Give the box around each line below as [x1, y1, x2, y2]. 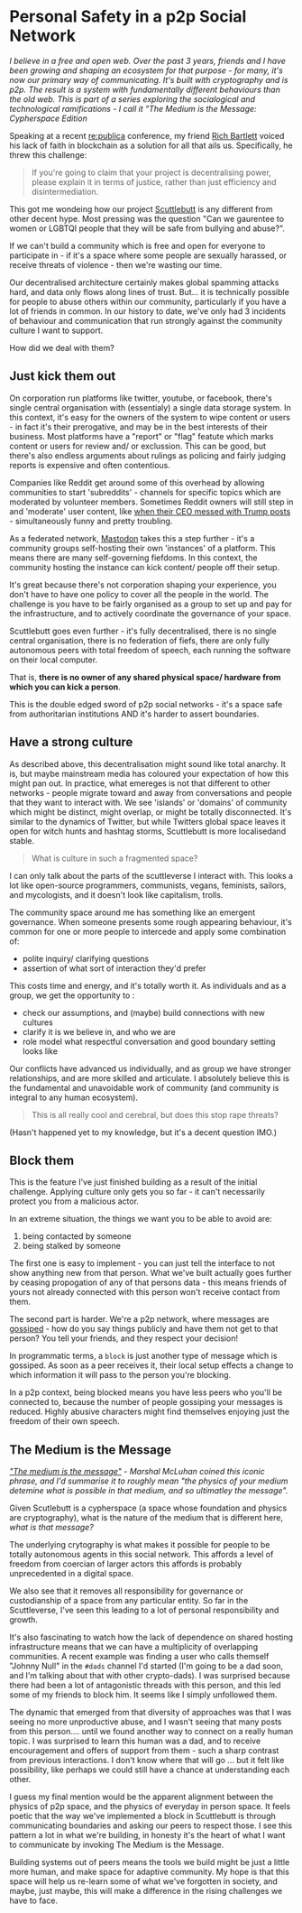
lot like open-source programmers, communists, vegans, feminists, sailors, [9, 880, 287, 891]
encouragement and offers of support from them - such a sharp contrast [9, 1745, 279, 1756]
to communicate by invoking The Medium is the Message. [9, 1839, 224, 1851]
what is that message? [9, 1522, 95, 1533]
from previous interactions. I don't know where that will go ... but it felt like [9, 1755, 285, 1766]
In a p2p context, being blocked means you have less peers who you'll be [9, 1387, 282, 1398]
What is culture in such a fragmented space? [31, 853, 198, 864]
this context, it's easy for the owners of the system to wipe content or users [9, 411, 291, 422]
